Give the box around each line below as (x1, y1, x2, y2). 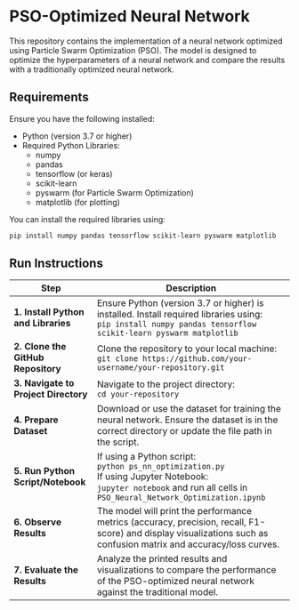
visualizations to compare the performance (96, 564, 277, 576)
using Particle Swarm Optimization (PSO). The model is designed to (9, 44, 257, 55)
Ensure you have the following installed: (9, 113, 156, 124)
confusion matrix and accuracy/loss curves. (96, 538, 280, 550)
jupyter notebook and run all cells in (96, 482, 248, 494)
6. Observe (13, 516, 62, 528)
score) (96, 527, 125, 540)
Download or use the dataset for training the (96, 403, 282, 415)
